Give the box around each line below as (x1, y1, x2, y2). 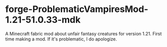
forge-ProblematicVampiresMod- (5, 3, 148, 15)
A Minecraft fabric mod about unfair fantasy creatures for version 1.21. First (5, 30, 162, 36)
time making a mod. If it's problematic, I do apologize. (5, 36, 117, 42)
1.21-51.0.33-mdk (5, 14, 81, 25)
